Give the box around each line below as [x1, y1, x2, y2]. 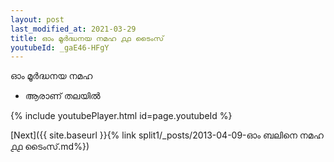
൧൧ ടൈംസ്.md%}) [10, 141, 90, 153]
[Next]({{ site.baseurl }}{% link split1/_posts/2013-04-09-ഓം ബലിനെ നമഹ [10, 129, 324, 141]
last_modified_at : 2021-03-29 [10, 24, 137, 34]
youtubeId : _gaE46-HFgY [10, 42, 110, 53]
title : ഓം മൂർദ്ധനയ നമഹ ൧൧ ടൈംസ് [10, 33, 165, 43]
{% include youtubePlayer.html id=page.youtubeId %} [10, 110, 233, 122]
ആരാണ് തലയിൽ [24, 90, 101, 102]
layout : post [10, 14, 65, 25]
